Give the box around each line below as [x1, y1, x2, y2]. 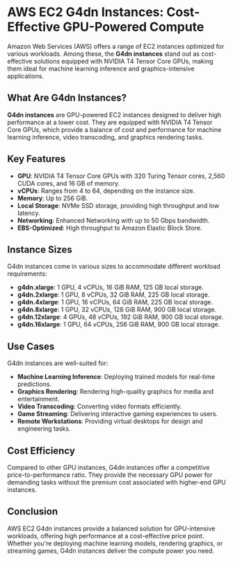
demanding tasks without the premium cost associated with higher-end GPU [7, 478, 226, 486]
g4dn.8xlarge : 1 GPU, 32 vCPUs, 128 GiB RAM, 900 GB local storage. [17, 305, 217, 314]
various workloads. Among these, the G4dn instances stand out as [7, 50, 200, 58]
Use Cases [7, 340, 55, 353]
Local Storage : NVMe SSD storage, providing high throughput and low [17, 201, 220, 209]
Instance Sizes [7, 244, 72, 256]
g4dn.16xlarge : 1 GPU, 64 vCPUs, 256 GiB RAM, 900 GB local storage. [17, 320, 220, 329]
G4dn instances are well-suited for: [7, 359, 109, 367]
